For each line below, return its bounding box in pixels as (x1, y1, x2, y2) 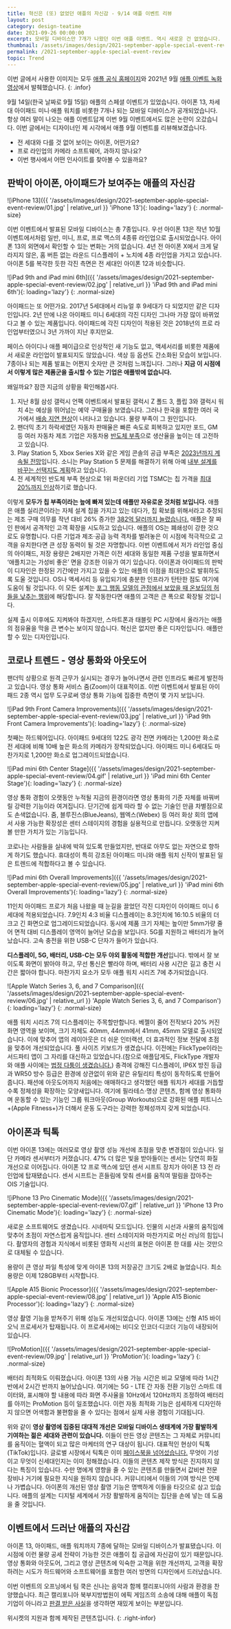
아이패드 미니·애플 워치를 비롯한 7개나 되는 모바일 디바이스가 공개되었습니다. (14, 106, 218, 114)
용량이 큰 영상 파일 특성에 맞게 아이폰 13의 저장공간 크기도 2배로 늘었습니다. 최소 (7, 1263, 222, 1272)
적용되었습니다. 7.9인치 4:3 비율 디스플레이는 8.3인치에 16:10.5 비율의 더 (25, 911, 220, 919)
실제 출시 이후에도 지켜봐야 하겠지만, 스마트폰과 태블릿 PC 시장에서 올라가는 (7, 615, 210, 623)
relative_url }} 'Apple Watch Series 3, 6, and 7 (52, 997, 181, 1005)
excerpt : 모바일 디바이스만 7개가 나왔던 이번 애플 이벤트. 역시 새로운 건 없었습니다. (7, 36, 221, 43)
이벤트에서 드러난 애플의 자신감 (7, 1522, 131, 1533)
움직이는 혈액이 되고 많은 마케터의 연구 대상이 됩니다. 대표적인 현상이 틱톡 (14, 1440, 211, 1448)
